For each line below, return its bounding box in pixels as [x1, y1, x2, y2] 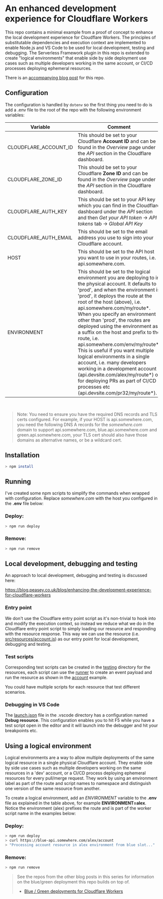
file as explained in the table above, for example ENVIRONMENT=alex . [5, 800, 147, 806]
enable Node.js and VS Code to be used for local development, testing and [5, 45, 154, 50]
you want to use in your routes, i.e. [77, 254, 156, 261]
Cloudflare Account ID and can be [77, 138, 156, 145]
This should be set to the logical [77, 268, 150, 275]
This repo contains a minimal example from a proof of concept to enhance [5, 29, 153, 35]
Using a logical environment [5, 742, 92, 750]
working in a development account [77, 365, 157, 372]
